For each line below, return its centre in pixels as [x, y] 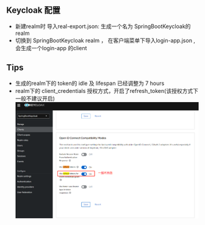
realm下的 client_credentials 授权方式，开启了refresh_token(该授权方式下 [106, 90]
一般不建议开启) [35, 98]
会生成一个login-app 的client [51, 48]
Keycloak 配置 [34, 10]
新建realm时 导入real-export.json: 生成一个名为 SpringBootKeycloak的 [103, 26]
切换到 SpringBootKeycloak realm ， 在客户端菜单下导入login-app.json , [105, 40]
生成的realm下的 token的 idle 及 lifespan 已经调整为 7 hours [90, 83]
